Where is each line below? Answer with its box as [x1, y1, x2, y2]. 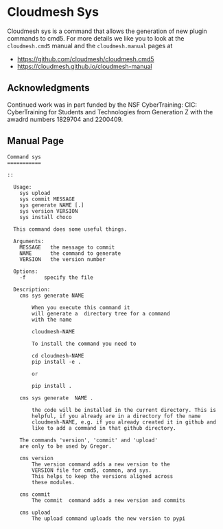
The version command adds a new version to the [32, 461, 170, 468]
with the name [32, 316, 72, 323]
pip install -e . [32, 358, 81, 365]
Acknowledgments [7, 82, 91, 94]
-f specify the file [19, 273, 94, 281]
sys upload [19, 189, 51, 196]
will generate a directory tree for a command [32, 310, 170, 317]
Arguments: [13, 238, 45, 245]
